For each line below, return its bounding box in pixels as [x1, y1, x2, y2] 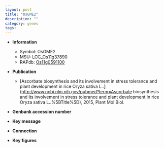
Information [12, 39, 37, 45]
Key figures [12, 138, 37, 144]
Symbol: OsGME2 [19, 49, 56, 55]
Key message [12, 118, 41, 124]
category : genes [5, 21, 38, 26]
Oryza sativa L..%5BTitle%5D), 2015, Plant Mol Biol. [19, 99, 125, 105]
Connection [12, 128, 37, 134]
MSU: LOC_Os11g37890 [19, 54, 67, 60]
